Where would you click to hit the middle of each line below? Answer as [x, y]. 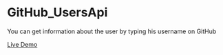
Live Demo [22, 44]
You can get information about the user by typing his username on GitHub [112, 31]
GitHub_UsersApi [57, 13]
